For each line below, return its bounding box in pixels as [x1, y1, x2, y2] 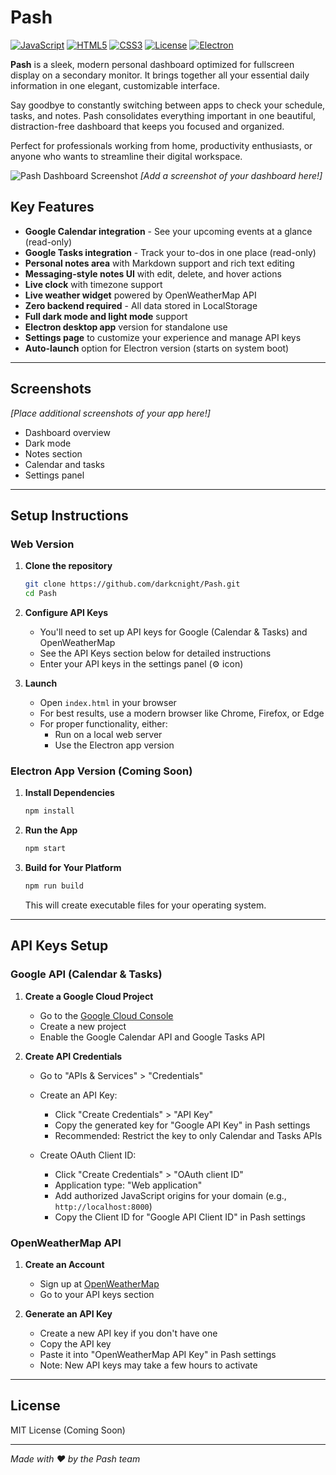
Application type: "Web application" [54, 1179, 203, 1191]
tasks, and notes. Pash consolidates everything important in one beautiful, [10, 109, 317, 121]
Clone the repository [24, 560, 113, 572]
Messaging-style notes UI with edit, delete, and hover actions [24, 267, 282, 280]
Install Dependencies [24, 787, 115, 799]
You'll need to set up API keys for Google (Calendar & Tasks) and [39, 626, 308, 638]
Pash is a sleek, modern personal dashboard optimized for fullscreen [10, 58, 295, 70]
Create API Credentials [24, 1050, 123, 1062]
